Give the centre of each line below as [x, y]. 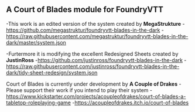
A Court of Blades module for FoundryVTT [85, 10]
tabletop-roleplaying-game [39, 103]
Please [14, 90]
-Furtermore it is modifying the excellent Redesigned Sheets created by [92, 54]
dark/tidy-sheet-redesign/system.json [52, 72]
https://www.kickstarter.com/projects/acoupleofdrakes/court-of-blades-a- [96, 96]
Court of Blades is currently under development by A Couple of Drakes [92, 84]
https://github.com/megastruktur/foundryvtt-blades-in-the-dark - [85, 30]
